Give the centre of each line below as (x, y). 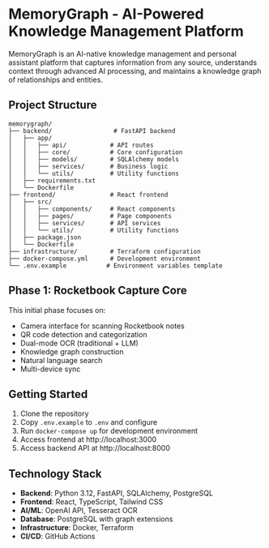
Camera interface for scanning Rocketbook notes (102, 326)
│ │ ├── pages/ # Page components (90, 216)
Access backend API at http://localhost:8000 (95, 448)
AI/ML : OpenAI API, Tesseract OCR (79, 511)
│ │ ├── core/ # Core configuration (96, 152)
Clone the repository (54, 413)
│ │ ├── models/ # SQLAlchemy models (94, 159)
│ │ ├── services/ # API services (85, 223)
